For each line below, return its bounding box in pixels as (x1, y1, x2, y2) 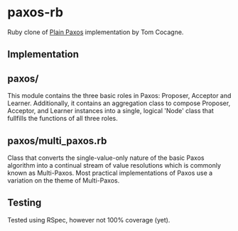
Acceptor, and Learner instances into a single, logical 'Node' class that (7, 107, 215, 115)
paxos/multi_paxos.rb (7, 134, 107, 146)
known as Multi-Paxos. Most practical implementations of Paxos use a (7, 168, 213, 177)
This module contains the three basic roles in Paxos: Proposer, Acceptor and (7, 92, 232, 100)
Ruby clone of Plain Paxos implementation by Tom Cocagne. (7, 28, 184, 36)
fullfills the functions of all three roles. (7, 114, 119, 123)
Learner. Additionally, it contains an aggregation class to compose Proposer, (7, 99, 231, 107)
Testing (7, 197, 42, 209)
